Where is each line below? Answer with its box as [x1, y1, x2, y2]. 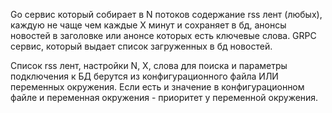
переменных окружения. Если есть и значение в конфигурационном [10, 81, 305, 93]
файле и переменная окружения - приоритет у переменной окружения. [10, 92, 319, 103]
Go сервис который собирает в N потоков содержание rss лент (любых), [10, 9, 323, 20]
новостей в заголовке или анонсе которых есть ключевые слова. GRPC [10, 30, 317, 41]
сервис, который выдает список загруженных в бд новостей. [10, 40, 273, 52]
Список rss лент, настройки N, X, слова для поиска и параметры [10, 60, 288, 71]
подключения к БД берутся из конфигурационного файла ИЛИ [10, 70, 279, 82]
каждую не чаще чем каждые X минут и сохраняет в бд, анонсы [10, 19, 287, 31]
